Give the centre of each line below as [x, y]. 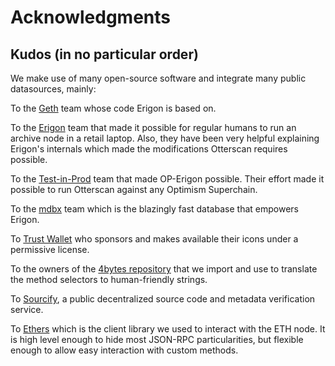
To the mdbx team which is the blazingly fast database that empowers [154, 209]
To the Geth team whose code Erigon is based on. [113, 108]
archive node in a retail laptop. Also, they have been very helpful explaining [165, 138]
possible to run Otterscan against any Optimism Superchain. [134, 189]
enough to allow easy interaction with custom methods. [124, 350]
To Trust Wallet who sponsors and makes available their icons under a [154, 239]
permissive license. [50, 249]
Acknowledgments [91, 17]
